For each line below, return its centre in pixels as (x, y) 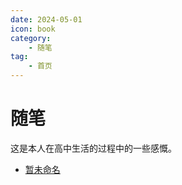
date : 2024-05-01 (46, 19)
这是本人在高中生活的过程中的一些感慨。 (93, 148)
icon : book (33, 29)
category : (31, 38)
